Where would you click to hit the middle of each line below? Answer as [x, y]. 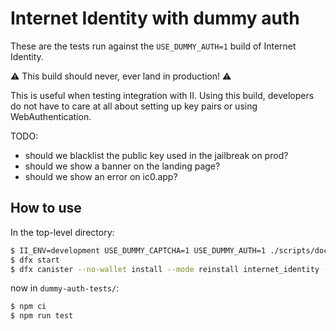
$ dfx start [35, 260]
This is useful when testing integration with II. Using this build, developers [162, 95]
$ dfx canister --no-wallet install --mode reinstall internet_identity [165, 269]
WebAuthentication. [51, 116]
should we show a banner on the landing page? [122, 166]
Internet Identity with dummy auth [155, 18]
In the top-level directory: [62, 232]
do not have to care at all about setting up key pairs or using [134, 106]
